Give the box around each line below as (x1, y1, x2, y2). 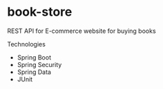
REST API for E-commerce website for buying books (7, 27, 157, 35)
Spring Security (17, 60, 62, 68)
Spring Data (17, 68, 52, 76)
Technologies (7, 40, 46, 48)
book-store (7, 4, 73, 20)
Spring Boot (17, 53, 52, 62)
